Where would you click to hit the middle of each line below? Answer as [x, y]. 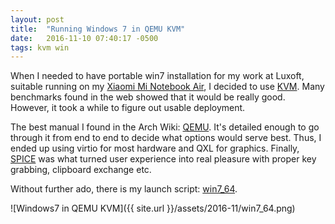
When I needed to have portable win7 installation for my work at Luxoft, [157, 76]
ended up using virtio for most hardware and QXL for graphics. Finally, [155, 148]
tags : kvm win [40, 47]
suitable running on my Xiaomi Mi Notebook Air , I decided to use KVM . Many [167, 87]
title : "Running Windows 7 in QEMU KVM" [98, 29]
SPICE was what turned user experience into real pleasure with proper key [163, 159]
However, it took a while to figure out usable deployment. [128, 108]
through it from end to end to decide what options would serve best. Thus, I [166, 138]
